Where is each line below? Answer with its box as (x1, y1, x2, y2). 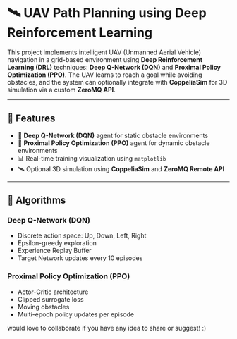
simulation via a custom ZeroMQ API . (7, 85, 116, 94)
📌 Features (7, 113, 56, 125)
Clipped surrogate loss (17, 295, 84, 303)
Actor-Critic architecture (17, 288, 89, 296)
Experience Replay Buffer (17, 247, 92, 255)
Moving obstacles (17, 302, 70, 311)
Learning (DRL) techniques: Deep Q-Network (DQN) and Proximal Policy (7, 63, 221, 71)
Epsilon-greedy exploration (17, 239, 97, 247)
